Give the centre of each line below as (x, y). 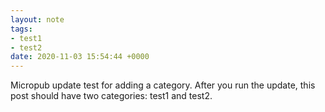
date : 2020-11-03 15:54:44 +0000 (80, 57)
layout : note (37, 19)
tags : (21, 29)
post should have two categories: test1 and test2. (111, 96)
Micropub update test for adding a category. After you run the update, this (163, 85)
